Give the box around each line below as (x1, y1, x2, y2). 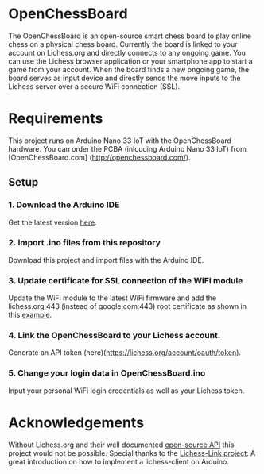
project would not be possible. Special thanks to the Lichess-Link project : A (8, 448, 256, 457)
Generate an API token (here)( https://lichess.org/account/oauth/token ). (8, 348, 241, 357)
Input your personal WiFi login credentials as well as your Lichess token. (8, 386, 245, 395)
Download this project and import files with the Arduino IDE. (8, 255, 204, 264)
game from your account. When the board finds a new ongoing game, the (8, 64, 250, 74)
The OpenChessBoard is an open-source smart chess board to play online (8, 31, 252, 40)
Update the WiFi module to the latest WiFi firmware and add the (8, 293, 217, 303)
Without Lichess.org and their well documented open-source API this (8, 440, 235, 449)
